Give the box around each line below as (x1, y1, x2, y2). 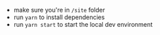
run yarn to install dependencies (13, 13, 105, 21)
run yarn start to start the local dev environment (13, 21, 153, 28)
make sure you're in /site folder (13, 6, 105, 14)
